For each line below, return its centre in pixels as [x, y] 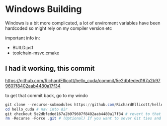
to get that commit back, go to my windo [46, 95]
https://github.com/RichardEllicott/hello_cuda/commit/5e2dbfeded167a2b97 [83, 80]
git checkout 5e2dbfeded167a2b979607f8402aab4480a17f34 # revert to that [83, 114]
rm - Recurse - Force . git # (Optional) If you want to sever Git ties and [83, 119]
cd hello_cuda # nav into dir [37, 109]
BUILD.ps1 [23, 47]
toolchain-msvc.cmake [36, 53]
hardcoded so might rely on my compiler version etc [59, 28]
